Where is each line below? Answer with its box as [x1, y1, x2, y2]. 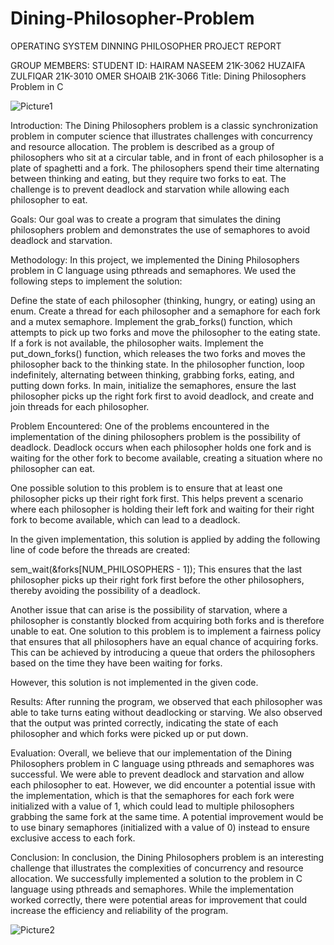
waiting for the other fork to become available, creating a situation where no [10, 452, 323, 464]
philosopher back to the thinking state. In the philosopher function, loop [10, 358, 305, 370]
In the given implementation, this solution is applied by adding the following [10, 533, 321, 545]
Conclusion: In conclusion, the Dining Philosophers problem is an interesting [10, 851, 325, 863]
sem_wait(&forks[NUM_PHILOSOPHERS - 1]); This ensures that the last [10, 563, 303, 575]
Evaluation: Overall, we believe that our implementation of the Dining [10, 747, 293, 759]
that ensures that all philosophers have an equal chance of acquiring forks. [10, 635, 319, 647]
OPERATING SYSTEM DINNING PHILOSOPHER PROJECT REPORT [10, 40, 282, 52]
